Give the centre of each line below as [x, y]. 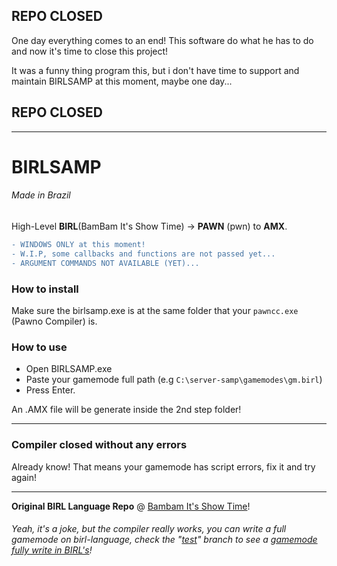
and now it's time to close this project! [90, 51]
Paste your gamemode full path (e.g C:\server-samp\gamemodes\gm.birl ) [174, 380]
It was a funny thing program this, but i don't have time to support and [155, 70]
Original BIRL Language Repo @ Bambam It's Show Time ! [131, 506]
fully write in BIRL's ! [52, 550]
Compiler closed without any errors [99, 445]
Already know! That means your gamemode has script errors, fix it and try [163, 466]
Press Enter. [50, 390]
